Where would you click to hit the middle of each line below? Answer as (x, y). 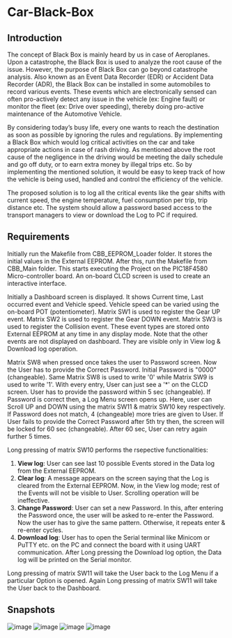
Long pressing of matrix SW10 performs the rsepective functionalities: (108, 450)
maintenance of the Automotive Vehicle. (64, 114)
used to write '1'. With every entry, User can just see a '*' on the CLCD (108, 384)
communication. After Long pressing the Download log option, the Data (119, 552)
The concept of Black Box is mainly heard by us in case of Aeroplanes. (109, 54)
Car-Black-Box (51, 12)
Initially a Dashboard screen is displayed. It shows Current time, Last (105, 296)
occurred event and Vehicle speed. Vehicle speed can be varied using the (113, 304)
